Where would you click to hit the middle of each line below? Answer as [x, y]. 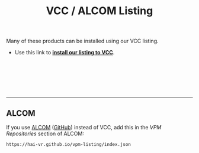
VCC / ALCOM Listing [99, 11]
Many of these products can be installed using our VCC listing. [82, 41]
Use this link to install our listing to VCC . [65, 53]
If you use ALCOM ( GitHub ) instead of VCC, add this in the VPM [84, 127]
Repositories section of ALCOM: [45, 134]
